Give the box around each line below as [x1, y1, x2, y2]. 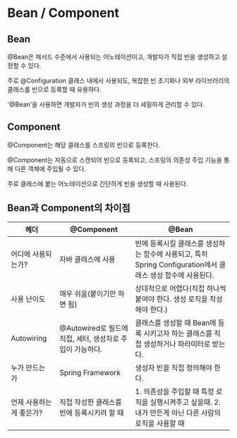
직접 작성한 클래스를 [59, 397, 122, 407]
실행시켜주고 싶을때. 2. [150, 397, 221, 407]
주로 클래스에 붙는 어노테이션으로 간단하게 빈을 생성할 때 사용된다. [7, 179, 188, 188]
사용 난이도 [11, 294, 46, 304]
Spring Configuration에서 [135, 260, 217, 269]
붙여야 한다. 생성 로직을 [135, 294, 208, 304]
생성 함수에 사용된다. [150, 270, 214, 280]
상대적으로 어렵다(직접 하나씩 [135, 284, 226, 293]
